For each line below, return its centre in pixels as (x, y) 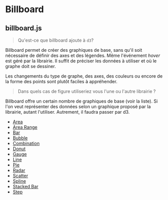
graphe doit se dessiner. (31, 66)
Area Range (25, 127)
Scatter (20, 176)
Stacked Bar (25, 187)
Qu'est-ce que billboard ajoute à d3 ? (56, 40)
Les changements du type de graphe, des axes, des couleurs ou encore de (84, 76)
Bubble (20, 138)
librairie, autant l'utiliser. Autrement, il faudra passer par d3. (67, 112)
